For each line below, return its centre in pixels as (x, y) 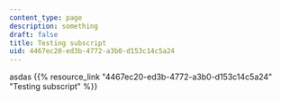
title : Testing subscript (58, 43)
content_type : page (46, 18)
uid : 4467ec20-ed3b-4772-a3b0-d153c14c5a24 (92, 51)
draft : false (34, 34)
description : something (54, 26)
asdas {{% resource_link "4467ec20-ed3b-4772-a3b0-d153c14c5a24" (141, 77)
